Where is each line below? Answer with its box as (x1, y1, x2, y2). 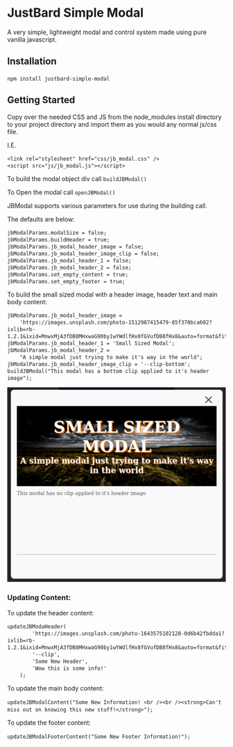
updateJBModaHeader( (7, 623, 67, 630)
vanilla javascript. (7, 35, 57, 43)
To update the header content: (7, 608, 94, 617)
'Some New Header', (32, 658, 89, 665)
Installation (7, 56, 57, 68)
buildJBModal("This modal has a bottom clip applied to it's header (7, 368, 209, 375)
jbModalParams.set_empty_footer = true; (7, 278, 126, 285)
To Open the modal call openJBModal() (7, 188, 116, 196)
